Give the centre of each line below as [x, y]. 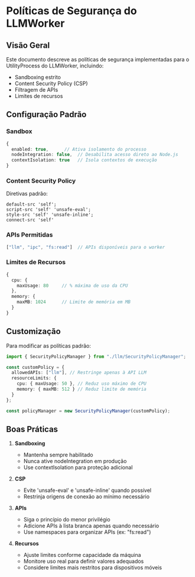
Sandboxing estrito [38, 77]
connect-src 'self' [30, 220]
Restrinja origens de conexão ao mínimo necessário [86, 497]
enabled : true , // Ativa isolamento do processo [79, 149]
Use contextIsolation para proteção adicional [78, 468]
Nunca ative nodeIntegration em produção [75, 461]
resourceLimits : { [34, 378]
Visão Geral [28, 45]
